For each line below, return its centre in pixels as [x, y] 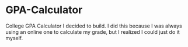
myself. [14, 38]
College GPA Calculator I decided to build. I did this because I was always [94, 26]
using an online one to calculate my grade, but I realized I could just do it [93, 32]
